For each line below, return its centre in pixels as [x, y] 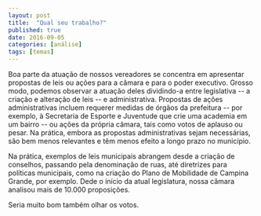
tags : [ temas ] [31, 52]
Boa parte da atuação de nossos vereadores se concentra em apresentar [126, 74]
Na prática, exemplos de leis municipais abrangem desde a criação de [121, 156]
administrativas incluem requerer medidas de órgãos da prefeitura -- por [125, 108]
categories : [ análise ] [45, 45]
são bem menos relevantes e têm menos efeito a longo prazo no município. [129, 141]
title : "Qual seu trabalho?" [58, 23]
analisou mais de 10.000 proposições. [69, 190]
